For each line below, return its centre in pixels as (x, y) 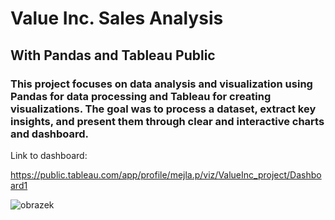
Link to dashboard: (49, 155)
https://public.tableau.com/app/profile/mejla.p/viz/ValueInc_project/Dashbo (166, 174)
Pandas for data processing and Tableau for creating (141, 96)
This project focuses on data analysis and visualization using (161, 84)
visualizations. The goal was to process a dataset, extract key (163, 109)
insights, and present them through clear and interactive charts (167, 121)
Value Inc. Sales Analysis (117, 18)
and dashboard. (50, 134)
